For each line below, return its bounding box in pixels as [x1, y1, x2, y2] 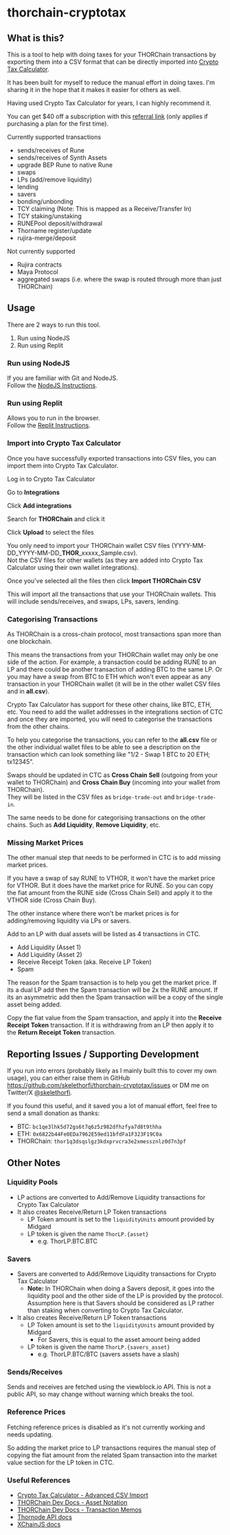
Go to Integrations [7, 488, 60, 496]
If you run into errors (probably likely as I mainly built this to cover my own [7, 1067, 217, 1075]
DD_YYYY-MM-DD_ [7, 549, 62, 557]
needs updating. [7, 1430, 54, 1438]
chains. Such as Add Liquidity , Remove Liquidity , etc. [7, 821, 161, 829]
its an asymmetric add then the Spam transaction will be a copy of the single [7, 993, 224, 1002]
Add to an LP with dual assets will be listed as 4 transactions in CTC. [7, 930, 201, 938]
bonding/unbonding [16, 197, 73, 206]
